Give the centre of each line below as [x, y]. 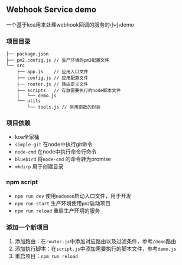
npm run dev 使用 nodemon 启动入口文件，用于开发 [73, 196]
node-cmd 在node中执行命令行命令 [56, 152]
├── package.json [27, 54]
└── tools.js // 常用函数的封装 [64, 107]
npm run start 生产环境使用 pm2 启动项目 [63, 203]
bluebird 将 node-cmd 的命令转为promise [63, 159]
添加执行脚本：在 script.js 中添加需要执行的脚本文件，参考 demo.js [95, 248]
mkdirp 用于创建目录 [39, 166]
